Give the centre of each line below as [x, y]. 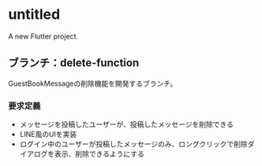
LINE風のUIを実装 [48, 135]
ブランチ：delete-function [74, 63]
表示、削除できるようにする [99, 154]
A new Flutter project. [43, 36]
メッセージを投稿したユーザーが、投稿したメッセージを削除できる [127, 124]
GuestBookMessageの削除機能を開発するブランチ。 [93, 83]
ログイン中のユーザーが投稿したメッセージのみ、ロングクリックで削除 [133, 144]
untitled [34, 15]
